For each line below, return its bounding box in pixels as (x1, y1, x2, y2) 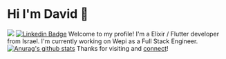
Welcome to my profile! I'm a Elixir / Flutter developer (68, 29, 220, 38)
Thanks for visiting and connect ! (76, 44, 169, 52)
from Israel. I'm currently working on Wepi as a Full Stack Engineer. (7, 37, 198, 45)
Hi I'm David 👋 (7, 6, 88, 22)
